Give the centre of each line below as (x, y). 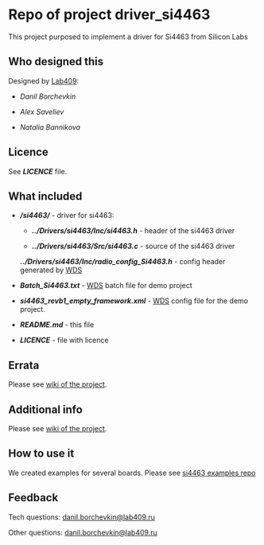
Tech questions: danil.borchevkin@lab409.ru (82, 517)
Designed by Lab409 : (44, 80)
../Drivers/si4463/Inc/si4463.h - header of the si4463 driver (133, 231)
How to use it (41, 454)
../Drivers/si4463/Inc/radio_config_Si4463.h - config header (122, 262)
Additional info (46, 409)
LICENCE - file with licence (64, 341)
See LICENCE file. (38, 171)
